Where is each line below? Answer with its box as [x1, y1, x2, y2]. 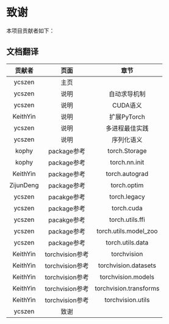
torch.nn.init [110, 158, 145, 166]
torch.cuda [112, 204, 143, 212]
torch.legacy [109, 192, 145, 201]
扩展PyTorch [109, 112, 145, 121]
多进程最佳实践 [106, 123, 149, 132]
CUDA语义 [112, 101, 142, 109]
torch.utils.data [106, 238, 149, 246]
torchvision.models [99, 273, 154, 281]
